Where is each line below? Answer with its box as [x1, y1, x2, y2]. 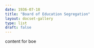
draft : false [5, 25, 32, 30]
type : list [5, 20, 27, 26]
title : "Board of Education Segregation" [5, 12, 91, 16]
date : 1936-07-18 [5, 7, 40, 12]
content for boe [5, 38, 37, 44]
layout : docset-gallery [5, 16, 54, 21]
